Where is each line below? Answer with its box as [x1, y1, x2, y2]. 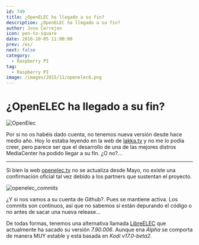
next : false [6, 47, 36, 53]
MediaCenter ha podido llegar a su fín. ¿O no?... [6, 150, 123, 157]
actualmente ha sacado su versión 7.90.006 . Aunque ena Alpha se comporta [6, 226, 193, 233]
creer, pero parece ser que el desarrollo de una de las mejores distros [6, 143, 176, 151]
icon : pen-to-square [6, 31, 57, 37]
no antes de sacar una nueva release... [6, 208, 101, 215]
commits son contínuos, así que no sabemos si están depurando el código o [6, 202, 192, 210]
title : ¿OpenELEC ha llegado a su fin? [6, 14, 105, 20]
